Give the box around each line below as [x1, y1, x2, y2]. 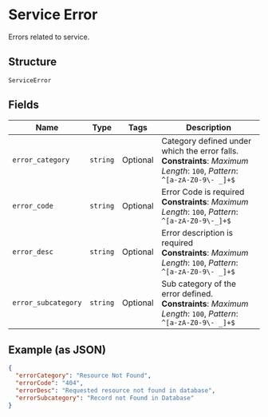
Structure [8, 55, 57, 69]
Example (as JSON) [8, 343, 106, 356]
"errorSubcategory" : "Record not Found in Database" [15, 394, 195, 402]
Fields [8, 98, 40, 112]
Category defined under [161, 135, 252, 146]
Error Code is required [161, 186, 245, 197]
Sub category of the [161, 278, 237, 289]
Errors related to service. [8, 32, 90, 42]
